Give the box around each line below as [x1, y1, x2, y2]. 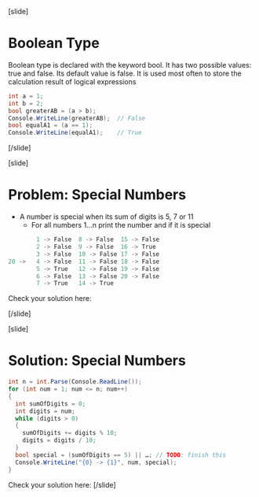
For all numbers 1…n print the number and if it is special [31, 221, 211, 230]
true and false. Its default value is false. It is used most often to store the [8, 69, 242, 78]
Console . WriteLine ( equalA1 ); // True [8, 129, 143, 137]
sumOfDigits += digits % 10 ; [22, 429, 118, 437]
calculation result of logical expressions [8, 76, 137, 86]
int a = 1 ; [8, 92, 44, 100]
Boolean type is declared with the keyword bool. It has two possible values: [8, 60, 252, 69]
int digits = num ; [15, 407, 76, 415]
